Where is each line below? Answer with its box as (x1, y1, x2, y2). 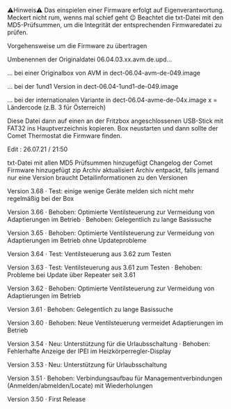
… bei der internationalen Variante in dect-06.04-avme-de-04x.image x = (7, 96, 218, 104)
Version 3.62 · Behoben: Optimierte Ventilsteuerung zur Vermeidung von (7, 284, 215, 292)
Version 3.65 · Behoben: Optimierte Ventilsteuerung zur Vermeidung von (7, 229, 214, 237)
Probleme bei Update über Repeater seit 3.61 (7, 271, 136, 278)
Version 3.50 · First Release (7, 395, 86, 403)
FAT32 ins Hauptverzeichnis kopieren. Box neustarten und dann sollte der (7, 124, 218, 132)
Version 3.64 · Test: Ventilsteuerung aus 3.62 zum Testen (7, 250, 172, 258)
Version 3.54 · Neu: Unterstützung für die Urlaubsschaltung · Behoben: (7, 340, 211, 348)
